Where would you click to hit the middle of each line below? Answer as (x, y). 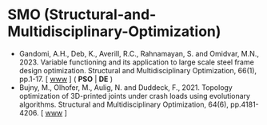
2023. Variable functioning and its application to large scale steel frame (137, 62)
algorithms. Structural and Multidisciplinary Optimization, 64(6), (124, 104)
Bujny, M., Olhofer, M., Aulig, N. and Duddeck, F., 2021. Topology (126, 87)
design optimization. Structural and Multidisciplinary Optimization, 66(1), (138, 70)
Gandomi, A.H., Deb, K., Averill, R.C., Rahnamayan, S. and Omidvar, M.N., (139, 53)
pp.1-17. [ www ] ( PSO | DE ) (66, 79)
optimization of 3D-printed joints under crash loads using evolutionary (135, 96)
